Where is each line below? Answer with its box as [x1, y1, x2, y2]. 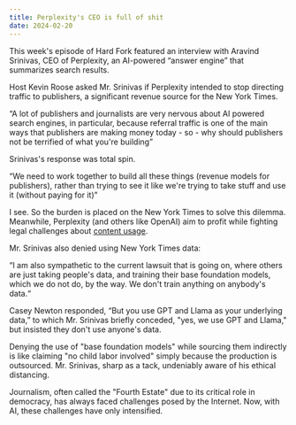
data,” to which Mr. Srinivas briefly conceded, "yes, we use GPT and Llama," [9, 314, 287, 325]
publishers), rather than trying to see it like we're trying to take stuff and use [9, 180, 286, 190]
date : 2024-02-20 [9, 21, 73, 30]
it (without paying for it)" [9, 189, 99, 200]
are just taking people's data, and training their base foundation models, [9, 269, 271, 280]
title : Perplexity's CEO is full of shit [9, 12, 164, 22]
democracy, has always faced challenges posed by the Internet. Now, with [9, 396, 280, 406]
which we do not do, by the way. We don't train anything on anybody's [9, 278, 267, 289]
